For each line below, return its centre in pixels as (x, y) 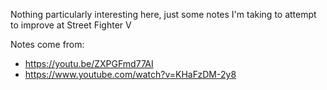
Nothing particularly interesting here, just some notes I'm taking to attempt (163, 14)
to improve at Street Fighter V (71, 25)
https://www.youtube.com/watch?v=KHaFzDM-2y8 (130, 74)
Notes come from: (47, 44)
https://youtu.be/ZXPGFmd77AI (89, 63)
